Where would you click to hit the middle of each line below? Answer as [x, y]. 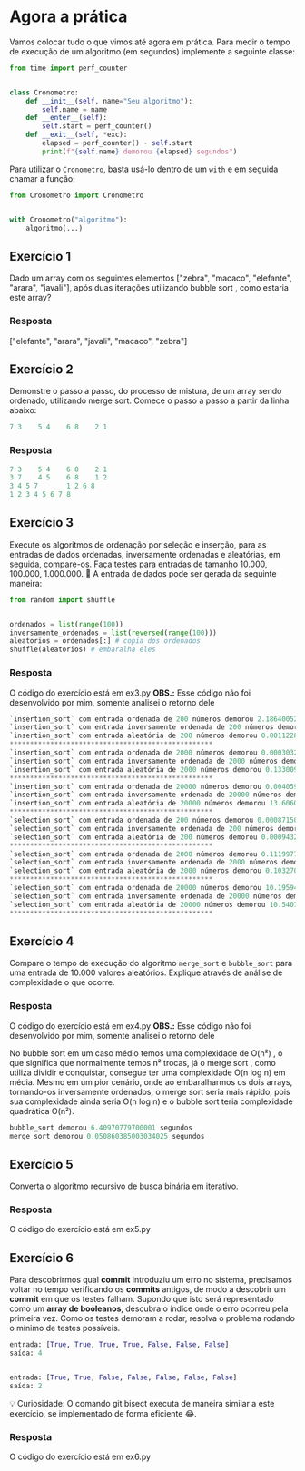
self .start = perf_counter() [97, 126]
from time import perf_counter [69, 68]
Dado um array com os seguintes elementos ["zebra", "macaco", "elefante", [151, 278]
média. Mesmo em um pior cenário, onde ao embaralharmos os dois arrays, [151, 1081]
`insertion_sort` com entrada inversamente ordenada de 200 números [142, 727]
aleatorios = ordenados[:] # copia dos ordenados [105, 641]
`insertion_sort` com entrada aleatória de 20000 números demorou [138, 804]
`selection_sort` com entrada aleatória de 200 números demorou [133, 837]
